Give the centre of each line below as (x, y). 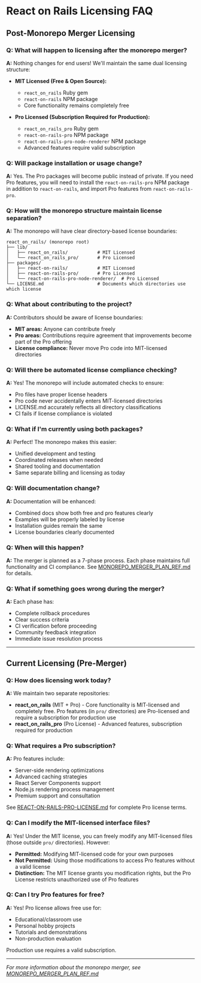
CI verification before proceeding (56, 626)
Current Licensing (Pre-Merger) (67, 663)
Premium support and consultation (57, 796)
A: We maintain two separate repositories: (58, 693)
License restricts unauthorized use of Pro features (77, 879)
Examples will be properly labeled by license (70, 519)
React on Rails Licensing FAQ (80, 11)
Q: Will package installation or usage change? (74, 163)
